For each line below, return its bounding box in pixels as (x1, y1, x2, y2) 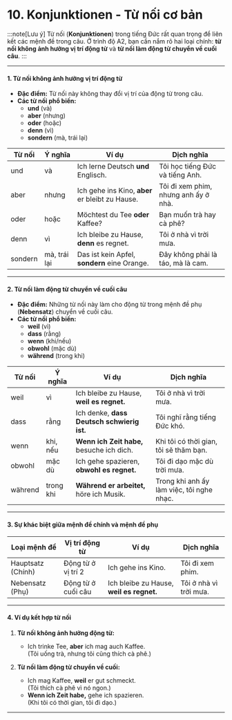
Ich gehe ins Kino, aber (77, 186, 153, 196)
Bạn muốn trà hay (158, 210, 216, 220)
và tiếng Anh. (158, 170, 202, 180)
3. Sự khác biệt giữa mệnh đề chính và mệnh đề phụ (7, 520, 159, 529)
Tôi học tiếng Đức (158, 162, 216, 171)
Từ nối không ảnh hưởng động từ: (17, 629, 115, 637)
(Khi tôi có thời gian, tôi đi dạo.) (27, 698, 117, 706)
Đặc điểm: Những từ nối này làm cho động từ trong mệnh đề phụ (17, 301, 202, 309)
